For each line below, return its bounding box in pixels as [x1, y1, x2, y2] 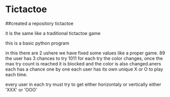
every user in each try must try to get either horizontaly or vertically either [5, 81, 161, 87]
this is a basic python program [5, 40, 70, 46]
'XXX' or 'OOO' [5, 86, 37, 92]
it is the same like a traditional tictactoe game [5, 30, 101, 36]
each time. [5, 71, 28, 77]
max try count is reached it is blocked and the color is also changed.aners [5, 60, 161, 67]
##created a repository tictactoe [5, 20, 74, 26]
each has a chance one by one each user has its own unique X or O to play [5, 66, 163, 72]
